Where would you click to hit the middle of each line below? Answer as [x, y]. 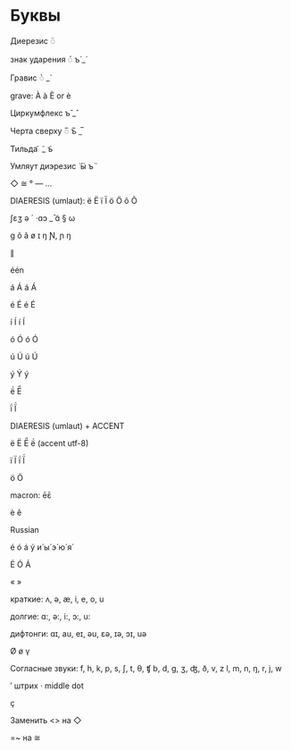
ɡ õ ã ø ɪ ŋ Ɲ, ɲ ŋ [41, 235]
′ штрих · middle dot [47, 686]
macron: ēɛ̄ [31, 495]
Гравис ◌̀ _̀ [30, 78]
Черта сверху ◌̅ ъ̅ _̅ [46, 131]
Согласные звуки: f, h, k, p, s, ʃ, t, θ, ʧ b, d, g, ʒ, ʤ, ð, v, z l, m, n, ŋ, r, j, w [146, 668]
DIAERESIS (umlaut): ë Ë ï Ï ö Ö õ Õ [74, 200]
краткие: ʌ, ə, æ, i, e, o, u [57, 599]
